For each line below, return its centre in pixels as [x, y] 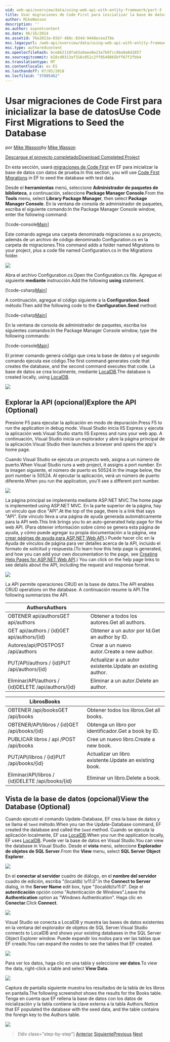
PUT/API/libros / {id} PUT [37, 757]
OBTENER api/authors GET [39, 616]
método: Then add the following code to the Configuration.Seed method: [81, 305]
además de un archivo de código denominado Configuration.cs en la [77, 239]
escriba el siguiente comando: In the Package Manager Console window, [80, 209]
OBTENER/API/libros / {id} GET [44, 724]
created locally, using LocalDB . [37, 377]
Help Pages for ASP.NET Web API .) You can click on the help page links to [82, 559]
